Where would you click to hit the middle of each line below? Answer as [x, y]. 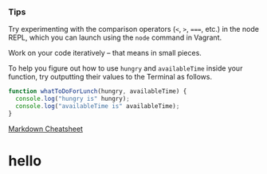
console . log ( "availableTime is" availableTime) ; [98, 106]
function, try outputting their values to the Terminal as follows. [110, 77]
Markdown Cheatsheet [46, 129]
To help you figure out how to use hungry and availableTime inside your [126, 68]
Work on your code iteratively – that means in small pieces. [105, 53]
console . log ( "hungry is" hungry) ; [73, 99]
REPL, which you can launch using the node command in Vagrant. [115, 37]
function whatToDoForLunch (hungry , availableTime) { [98, 91]
